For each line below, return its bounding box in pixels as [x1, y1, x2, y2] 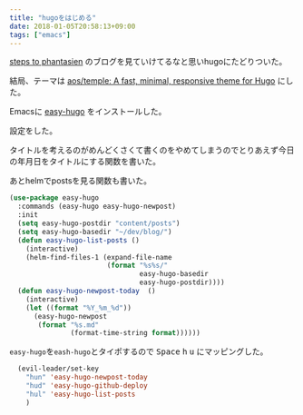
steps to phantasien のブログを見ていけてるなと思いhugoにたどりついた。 [9, 56, 288, 67]
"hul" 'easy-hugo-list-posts [25, 390, 136, 399]
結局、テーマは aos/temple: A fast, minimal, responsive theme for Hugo [9, 75, 276, 86]
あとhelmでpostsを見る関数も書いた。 [9, 175, 152, 186]
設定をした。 [9, 125, 57, 136]
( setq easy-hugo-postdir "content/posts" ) [17, 219, 181, 228]
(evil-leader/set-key [17, 364, 100, 373]
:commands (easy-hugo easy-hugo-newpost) [17, 202, 177, 212]
